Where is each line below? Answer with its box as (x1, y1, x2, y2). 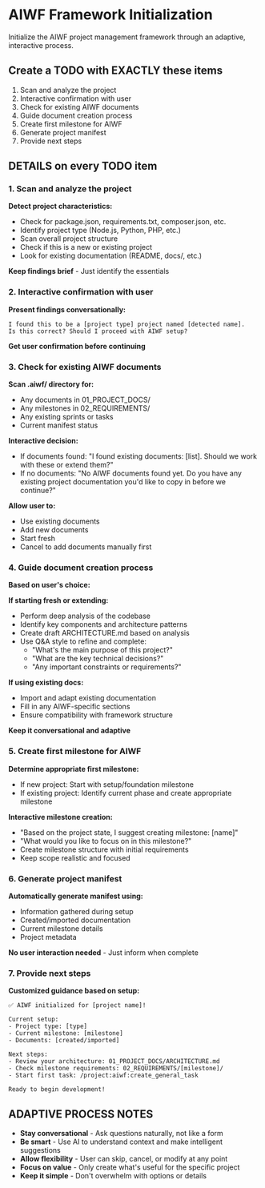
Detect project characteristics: (8, 202, 113, 211)
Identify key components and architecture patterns (19, 620, 188, 629)
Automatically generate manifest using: (8, 891, 143, 901)
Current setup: (8, 1015, 59, 1024)
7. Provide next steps (8, 967, 91, 978)
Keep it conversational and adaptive (8, 726, 130, 736)
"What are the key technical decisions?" (31, 654, 164, 664)
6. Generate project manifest (8, 873, 122, 884)
